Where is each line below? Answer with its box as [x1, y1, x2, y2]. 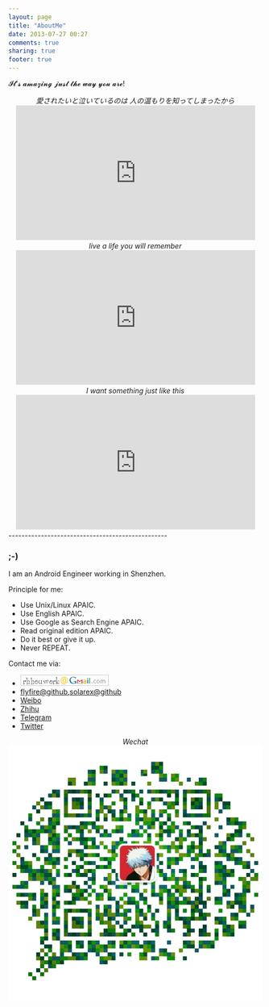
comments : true [8, 39, 60, 47]
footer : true [8, 56, 52, 64]
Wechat [122, 737, 149, 746]
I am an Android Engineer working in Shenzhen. [8, 569, 167, 579]
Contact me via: [8, 658, 61, 669]
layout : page [8, 13, 52, 21]
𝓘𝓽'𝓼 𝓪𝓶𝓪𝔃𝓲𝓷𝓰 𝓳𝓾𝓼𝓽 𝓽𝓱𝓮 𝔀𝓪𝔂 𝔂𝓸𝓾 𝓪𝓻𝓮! [8, 79, 126, 88]
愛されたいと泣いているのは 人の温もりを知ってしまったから [35, 96, 235, 105]
